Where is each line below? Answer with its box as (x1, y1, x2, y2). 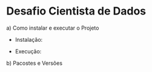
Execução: (15, 47, 42, 55)
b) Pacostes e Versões (6, 59, 62, 67)
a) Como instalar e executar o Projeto (6, 24, 99, 31)
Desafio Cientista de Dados (6, 4, 147, 18)
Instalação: (15, 36, 43, 43)
